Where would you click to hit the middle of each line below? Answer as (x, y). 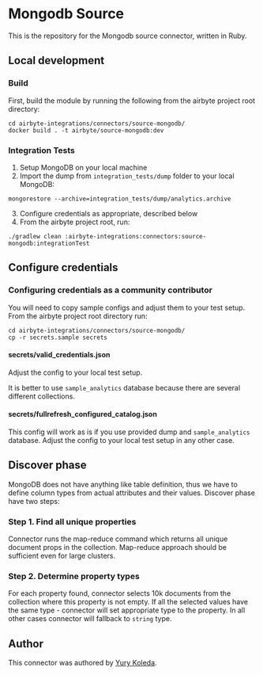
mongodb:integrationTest (49, 243)
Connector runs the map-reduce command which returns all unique (118, 539)
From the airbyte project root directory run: (78, 316)
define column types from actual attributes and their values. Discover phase (131, 493)
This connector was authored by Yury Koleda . (83, 663)
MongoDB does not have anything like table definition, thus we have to (123, 484)
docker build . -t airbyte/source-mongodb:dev (86, 130)
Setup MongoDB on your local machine (83, 167)
